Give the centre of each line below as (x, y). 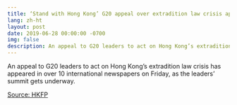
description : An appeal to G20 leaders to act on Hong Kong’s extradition (120, 46)
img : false (23, 40)
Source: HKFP (28, 94)
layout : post (26, 27)
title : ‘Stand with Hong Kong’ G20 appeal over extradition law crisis (115, 14)
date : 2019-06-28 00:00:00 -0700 (56, 33)
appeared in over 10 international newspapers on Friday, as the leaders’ (111, 73)
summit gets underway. (41, 81)
